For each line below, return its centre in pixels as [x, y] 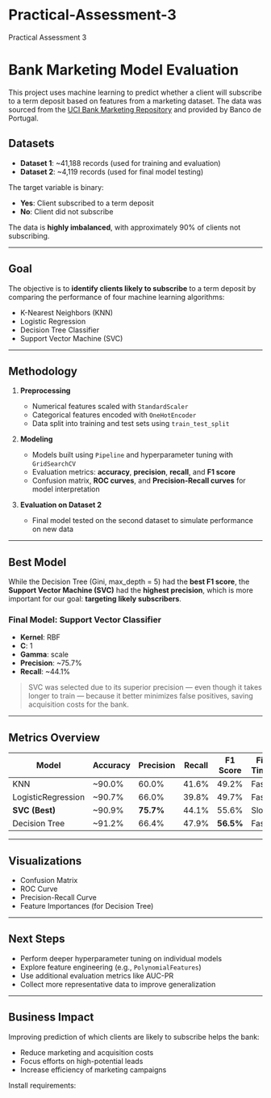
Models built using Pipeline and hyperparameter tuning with [133, 455]
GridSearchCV [54, 464]
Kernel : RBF [40, 637]
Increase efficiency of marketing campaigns [93, 1070]
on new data [53, 529]
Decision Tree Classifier [60, 330]
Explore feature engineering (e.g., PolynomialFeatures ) [110, 967]
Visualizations [45, 861]
